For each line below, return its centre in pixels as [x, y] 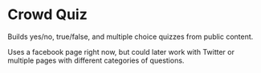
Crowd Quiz [47, 15]
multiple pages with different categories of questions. [96, 60]
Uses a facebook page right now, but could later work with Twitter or [121, 52]
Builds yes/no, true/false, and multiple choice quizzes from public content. [130, 36]
